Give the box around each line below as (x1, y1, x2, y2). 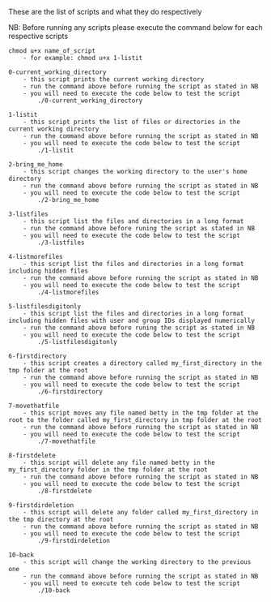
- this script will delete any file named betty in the (23, 458, 216, 467)
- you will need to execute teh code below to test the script (23, 579, 241, 587)
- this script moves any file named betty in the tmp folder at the (23, 409, 259, 417)
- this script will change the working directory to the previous (23, 558, 252, 566)
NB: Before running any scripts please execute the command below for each (8, 23, 263, 32)
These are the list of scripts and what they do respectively (8, 7, 202, 16)
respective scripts (8, 32, 69, 41)
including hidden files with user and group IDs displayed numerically (8, 316, 255, 325)
